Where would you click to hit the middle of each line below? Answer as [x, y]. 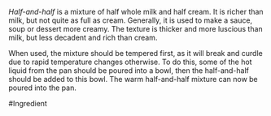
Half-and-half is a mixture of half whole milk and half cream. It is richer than [136, 12]
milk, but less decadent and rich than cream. [83, 37]
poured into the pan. [43, 88]
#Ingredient [28, 103]
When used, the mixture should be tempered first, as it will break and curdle [135, 53]
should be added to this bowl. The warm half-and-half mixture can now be [133, 79]
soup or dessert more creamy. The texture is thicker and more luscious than [135, 29]
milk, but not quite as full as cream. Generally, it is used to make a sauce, [131, 20]
